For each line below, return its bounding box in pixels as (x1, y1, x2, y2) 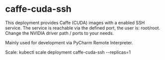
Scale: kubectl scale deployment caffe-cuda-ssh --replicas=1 (5, 49, 131, 55)
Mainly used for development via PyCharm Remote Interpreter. (5, 39, 133, 45)
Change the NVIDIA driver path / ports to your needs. (5, 30, 114, 36)
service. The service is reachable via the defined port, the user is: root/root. (5, 25, 161, 30)
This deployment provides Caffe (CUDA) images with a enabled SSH (5, 20, 145, 26)
